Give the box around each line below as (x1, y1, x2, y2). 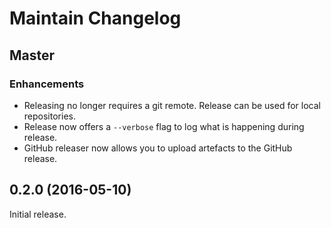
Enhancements (9, 77, 85, 91)
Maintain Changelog (9, 7, 182, 30)
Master (9, 47, 56, 64)
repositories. (23, 110, 76, 122)
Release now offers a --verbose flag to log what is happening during (23, 120, 305, 132)
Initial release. (9, 208, 67, 220)
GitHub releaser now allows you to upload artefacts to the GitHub (23, 142, 293, 154)
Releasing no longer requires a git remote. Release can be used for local (23, 99, 321, 111)
